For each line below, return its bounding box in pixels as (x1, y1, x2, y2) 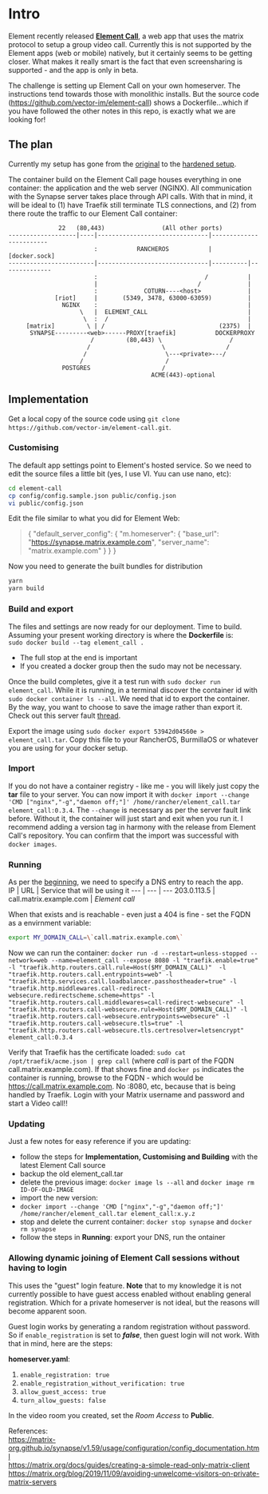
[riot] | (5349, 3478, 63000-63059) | (54, 293, 251, 302)
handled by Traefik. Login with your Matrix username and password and (8, 1090, 245, 1099)
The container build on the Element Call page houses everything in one (8, 174, 242, 184)
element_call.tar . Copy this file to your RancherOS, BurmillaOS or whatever (8, 735, 258, 744)
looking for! (8, 114, 46, 124)
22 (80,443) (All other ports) (58, 224, 223, 232)
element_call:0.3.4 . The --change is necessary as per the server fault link (8, 805, 251, 815)
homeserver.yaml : (8, 1354, 70, 1364)
